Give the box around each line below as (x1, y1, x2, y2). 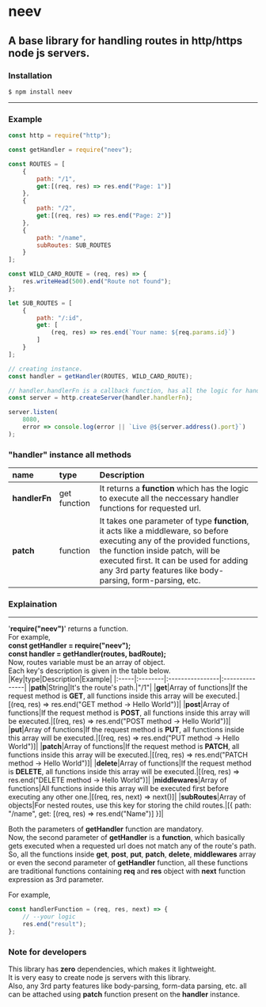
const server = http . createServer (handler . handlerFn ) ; (8, 394, 193, 402)
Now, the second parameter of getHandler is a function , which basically (8, 833, 245, 842)
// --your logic (22, 913, 77, 921)
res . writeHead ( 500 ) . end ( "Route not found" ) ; (22, 278, 172, 286)
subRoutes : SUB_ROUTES (36, 241, 112, 249)
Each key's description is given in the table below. (8, 666, 171, 675)
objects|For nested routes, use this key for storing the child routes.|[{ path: (8, 800, 252, 810)
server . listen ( (8, 408, 59, 416)
